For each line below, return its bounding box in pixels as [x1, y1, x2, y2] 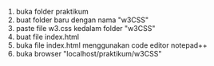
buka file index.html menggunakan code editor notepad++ [15, 41, 208, 50]
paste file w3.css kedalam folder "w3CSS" [15, 24, 156, 33]
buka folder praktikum [15, 7, 89, 16]
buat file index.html [15, 32, 80, 41]
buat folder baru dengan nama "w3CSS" [15, 15, 149, 25]
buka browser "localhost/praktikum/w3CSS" [15, 49, 162, 58]
